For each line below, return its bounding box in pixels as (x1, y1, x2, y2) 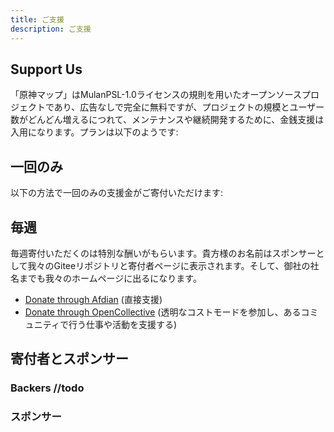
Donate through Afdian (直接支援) (24, 293, 163, 305)
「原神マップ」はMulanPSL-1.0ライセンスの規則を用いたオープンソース (10, 89, 302, 101)
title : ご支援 (10, 14, 65, 25)
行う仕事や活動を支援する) (68, 318, 178, 330)
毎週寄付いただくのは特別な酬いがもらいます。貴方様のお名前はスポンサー (10, 247, 317, 259)
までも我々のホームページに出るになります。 (18, 272, 202, 284)
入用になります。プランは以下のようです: (10, 126, 179, 138)
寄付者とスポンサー (10, 351, 129, 368)
